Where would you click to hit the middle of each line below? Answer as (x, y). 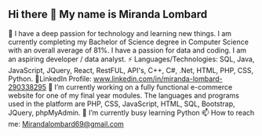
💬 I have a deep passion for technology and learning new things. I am (120, 33)
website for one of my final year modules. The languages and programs (124, 95)
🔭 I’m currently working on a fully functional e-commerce (140, 86)
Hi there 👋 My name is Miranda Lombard (108, 15)
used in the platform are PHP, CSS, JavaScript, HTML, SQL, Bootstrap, (122, 104)
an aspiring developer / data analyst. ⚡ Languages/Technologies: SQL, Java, (131, 59)
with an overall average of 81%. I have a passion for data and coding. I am (127, 50)
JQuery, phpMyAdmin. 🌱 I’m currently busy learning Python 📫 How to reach (131, 112)
